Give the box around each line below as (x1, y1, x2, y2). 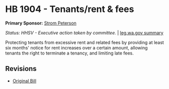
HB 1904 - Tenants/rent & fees (5, 3, 135, 15)
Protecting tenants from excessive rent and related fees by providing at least (5, 39, 164, 45)
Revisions (5, 64, 37, 73)
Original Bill (12, 77, 37, 83)
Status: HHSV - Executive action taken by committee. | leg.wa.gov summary (5, 29, 164, 35)
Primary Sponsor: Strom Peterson (5, 20, 77, 26)
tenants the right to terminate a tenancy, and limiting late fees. (5, 50, 134, 56)
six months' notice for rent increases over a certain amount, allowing (5, 44, 148, 50)
